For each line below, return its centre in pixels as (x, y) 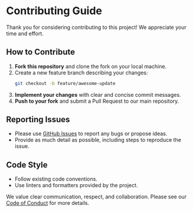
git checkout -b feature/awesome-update (65, 83)
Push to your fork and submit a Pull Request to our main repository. (97, 101)
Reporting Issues (38, 120)
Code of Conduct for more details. (48, 203)
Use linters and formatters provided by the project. (76, 185)
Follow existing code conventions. (56, 179)
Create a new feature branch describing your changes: (81, 73)
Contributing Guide (54, 11)
